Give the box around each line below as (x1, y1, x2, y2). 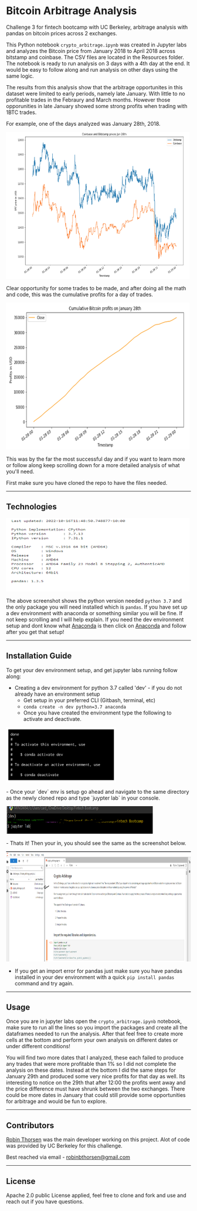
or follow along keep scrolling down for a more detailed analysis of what (6, 461, 180, 468)
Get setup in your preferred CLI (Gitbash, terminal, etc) (23, 696, 155, 703)
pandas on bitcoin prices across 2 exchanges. (6, 29, 117, 36)
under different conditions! (6, 1043, 70, 1050)
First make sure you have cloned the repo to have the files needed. (6, 479, 168, 486)
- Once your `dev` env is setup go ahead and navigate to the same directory (6, 788, 189, 795)
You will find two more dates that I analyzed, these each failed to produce (6, 1054, 184, 1061)
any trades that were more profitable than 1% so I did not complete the (6, 1061, 176, 1068)
